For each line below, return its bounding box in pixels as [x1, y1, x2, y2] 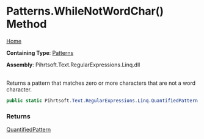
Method [6, 17, 47, 31]
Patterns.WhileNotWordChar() [6, 4, 164, 18]
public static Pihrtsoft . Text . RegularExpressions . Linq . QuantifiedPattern [6, 98, 199, 104]
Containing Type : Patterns [6, 49, 74, 56]
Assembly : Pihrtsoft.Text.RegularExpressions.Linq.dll [6, 61, 140, 68]
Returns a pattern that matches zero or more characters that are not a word [6, 79, 196, 87]
